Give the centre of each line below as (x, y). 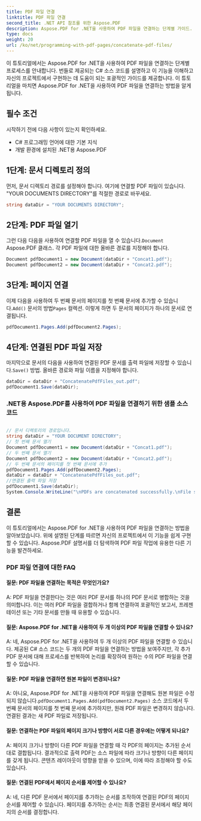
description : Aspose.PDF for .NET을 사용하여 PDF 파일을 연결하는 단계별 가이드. (99, 28)
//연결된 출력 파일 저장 (31, 481)
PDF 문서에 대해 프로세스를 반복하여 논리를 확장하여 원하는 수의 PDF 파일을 (94, 657)
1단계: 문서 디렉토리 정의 (48, 171)
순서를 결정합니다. (38, 812)
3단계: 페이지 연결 (37, 285)
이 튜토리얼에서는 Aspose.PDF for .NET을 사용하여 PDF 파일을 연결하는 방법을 (98, 528)
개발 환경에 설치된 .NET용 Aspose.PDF (61, 149)
